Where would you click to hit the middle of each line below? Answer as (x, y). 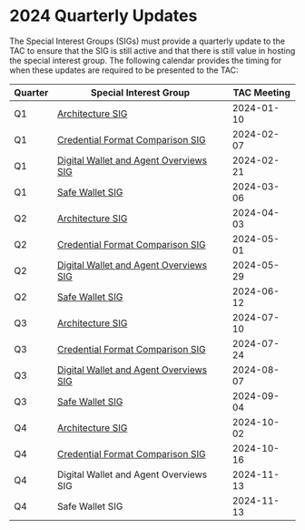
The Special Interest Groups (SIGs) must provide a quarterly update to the (148, 41)
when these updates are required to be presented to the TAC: (124, 70)
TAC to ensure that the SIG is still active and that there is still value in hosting (152, 50)
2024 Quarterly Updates (103, 16)
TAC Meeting (261, 92)
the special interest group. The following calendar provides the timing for (146, 60)
